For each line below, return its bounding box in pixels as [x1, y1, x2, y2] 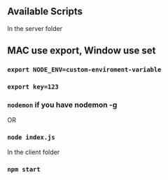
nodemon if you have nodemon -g [7, 100, 118, 110]
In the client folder [7, 148, 60, 156]
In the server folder [7, 24, 63, 32]
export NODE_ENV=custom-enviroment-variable [7, 66, 162, 74]
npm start [7, 165, 41, 173]
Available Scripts [7, 6, 83, 18]
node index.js [7, 134, 55, 141]
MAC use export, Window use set [7, 45, 156, 57]
